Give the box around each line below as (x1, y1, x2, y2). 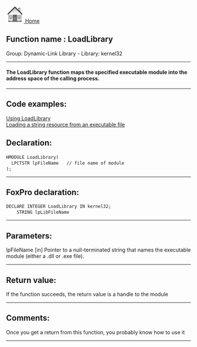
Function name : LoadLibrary (6, 35, 113, 45)
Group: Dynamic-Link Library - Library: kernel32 (6, 50, 123, 57)
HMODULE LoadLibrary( (6, 154, 59, 160)
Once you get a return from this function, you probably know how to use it (6, 328, 185, 336)
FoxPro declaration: (6, 188, 79, 198)
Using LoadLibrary (6, 114, 51, 122)
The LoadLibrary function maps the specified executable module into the (6, 69, 188, 76)
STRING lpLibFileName (16, 209, 69, 216)
